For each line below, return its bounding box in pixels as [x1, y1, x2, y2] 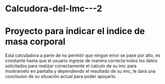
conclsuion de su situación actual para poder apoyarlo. [5, 74, 117, 80]
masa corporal [5, 36, 66, 47]
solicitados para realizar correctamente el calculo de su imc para [5, 63, 137, 69]
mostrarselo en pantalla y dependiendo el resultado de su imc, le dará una [5, 68, 156, 74]
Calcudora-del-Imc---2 [5, 3, 102, 14]
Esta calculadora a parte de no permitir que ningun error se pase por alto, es [5, 52, 161, 58]
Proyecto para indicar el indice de [5, 26, 145, 37]
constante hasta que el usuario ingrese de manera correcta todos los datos [5, 58, 158, 64]
